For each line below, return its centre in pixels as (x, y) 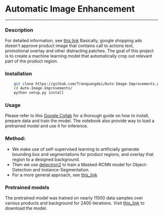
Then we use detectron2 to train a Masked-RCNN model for (72, 164)
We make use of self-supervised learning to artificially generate (76, 149)
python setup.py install (39, 93)
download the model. (26, 208)
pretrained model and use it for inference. (47, 126)
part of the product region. (32, 61)
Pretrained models (27, 187)
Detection (22, 169)
